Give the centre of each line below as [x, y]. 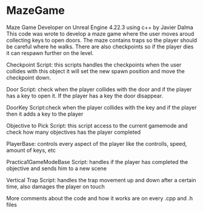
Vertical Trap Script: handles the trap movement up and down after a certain [101, 180]
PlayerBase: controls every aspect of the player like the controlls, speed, [97, 143]
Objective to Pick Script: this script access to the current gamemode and [97, 125]
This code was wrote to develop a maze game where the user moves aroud [100, 33]
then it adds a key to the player [45, 114]
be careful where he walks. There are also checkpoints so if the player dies [100, 47]
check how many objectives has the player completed [74, 132]
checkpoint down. [29, 77]
